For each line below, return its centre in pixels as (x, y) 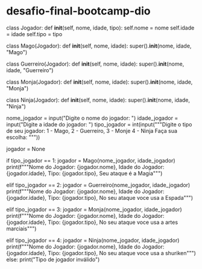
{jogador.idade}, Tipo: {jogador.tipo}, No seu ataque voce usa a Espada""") (100, 197)
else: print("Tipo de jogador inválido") (53, 259)
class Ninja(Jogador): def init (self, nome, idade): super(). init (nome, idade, (98, 100)
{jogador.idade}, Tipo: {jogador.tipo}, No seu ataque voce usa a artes (92, 222)
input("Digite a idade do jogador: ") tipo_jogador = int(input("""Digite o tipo (99, 124)
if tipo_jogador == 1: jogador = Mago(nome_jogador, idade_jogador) (91, 160)
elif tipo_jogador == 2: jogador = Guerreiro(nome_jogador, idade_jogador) (98, 185)
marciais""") (21, 228)
